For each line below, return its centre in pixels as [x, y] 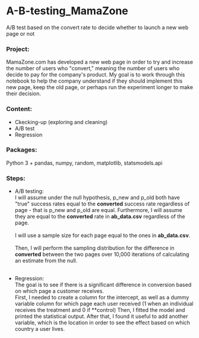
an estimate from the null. [46, 261]
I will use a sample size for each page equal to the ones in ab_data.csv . [102, 235]
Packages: [22, 150]
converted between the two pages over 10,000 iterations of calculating [102, 254]
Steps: [16, 178]
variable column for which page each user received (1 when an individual [104, 304]
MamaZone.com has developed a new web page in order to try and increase [99, 62]
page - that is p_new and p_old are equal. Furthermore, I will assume [99, 210]
